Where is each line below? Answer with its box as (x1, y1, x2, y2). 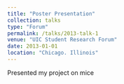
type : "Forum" (7, 23, 49, 30)
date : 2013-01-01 (7, 43, 58, 50)
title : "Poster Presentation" (7, 10, 96, 17)
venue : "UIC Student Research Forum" (7, 36, 118, 43)
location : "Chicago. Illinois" (7, 50, 99, 57)
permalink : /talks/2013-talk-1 (7, 29, 99, 37)
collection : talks (7, 17, 61, 24)
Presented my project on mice (7, 68, 95, 77)
